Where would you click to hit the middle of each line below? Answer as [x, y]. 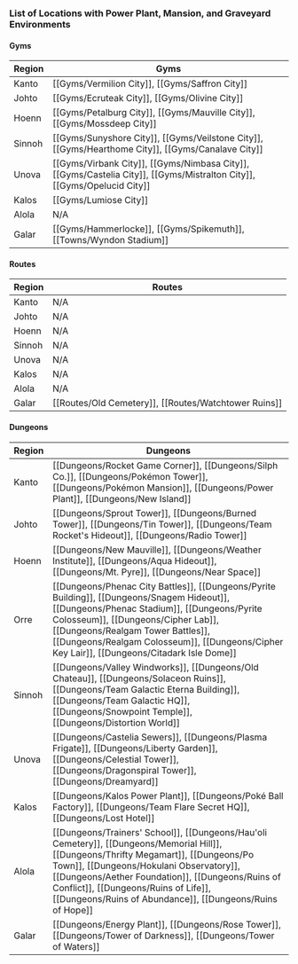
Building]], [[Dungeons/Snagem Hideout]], [141, 597]
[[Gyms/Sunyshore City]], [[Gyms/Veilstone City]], [158, 138]
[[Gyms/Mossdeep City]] [105, 124]
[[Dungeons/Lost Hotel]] [104, 818]
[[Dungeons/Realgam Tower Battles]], [132, 631]
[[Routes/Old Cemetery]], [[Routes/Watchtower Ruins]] [168, 404]
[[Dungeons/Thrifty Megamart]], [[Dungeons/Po [153, 854]
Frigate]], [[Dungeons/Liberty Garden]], [135, 748]
